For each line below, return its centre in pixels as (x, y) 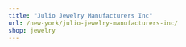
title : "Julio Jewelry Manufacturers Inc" (81, 16)
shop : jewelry (32, 30)
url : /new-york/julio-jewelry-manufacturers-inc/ (93, 23)
